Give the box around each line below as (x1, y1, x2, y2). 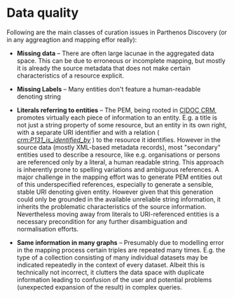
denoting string (16, 92, 61, 101)
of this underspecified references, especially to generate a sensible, (16, 180, 214, 188)
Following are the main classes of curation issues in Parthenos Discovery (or (6, 28, 227, 36)
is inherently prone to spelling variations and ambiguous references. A (16, 165, 219, 173)
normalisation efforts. (16, 225, 79, 233)
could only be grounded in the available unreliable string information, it (16, 194, 221, 204)
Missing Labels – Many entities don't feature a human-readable (16, 85, 201, 93)
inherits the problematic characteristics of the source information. (16, 202, 207, 211)
